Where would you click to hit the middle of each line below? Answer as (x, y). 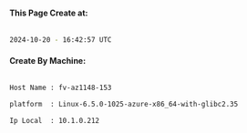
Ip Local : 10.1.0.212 (55, 121)
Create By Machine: (48, 60)
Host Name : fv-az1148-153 (61, 88)
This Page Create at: (49, 13)
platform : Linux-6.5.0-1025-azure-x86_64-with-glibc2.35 (124, 105)
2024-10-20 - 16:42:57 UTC (61, 40)
